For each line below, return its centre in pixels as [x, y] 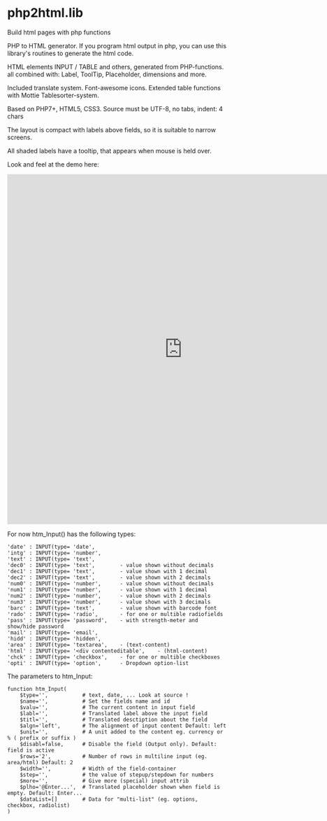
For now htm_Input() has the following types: [72, 534]
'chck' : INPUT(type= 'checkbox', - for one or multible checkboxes [114, 657]
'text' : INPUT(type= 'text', [51, 559]
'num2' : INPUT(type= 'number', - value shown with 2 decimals [109, 596]
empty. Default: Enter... [45, 793]
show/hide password [36, 626]
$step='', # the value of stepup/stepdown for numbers [117, 775]
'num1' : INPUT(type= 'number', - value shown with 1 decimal [108, 589]
